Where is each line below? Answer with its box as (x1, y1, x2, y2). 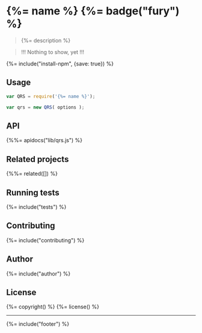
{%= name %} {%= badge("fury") (6, 4, 180, 18)
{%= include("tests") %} (6, 203, 67, 211)
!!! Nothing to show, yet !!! (20, 48, 85, 55)
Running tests (6, 187, 60, 197)
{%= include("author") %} (6, 270, 71, 277)
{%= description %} (20, 37, 71, 44)
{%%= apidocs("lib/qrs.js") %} (6, 137, 83, 144)
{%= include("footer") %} (6, 320, 70, 328)
